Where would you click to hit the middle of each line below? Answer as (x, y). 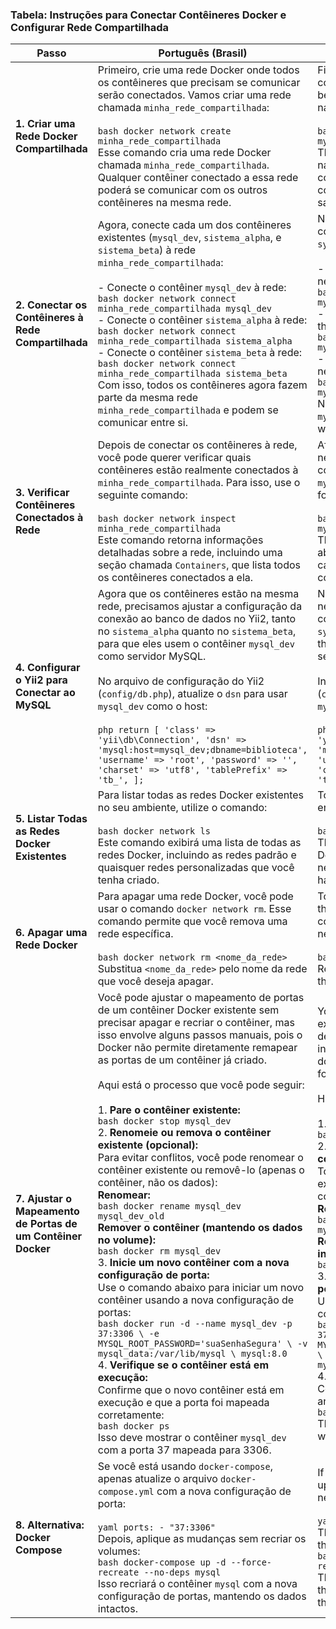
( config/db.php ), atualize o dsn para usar (192, 694)
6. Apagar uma (51, 933)
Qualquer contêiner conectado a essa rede (198, 178)
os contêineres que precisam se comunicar (199, 83)
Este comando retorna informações (180, 540)
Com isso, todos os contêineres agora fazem (202, 385)
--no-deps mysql (182, 1572)
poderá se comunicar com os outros (182, 190)
